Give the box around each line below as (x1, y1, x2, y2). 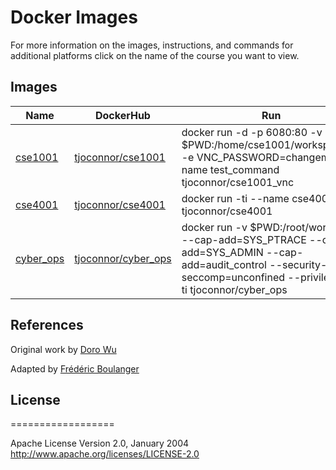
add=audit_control (181, 257, 267, 271)
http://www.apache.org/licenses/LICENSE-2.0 (10, 448, 200, 460)
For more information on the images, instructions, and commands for (10, 39, 294, 51)
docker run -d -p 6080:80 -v (181, 125, 323, 139)
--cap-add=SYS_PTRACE (181, 232, 307, 246)
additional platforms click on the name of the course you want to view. (10, 49, 300, 61)
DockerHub (94, 108, 151, 122)
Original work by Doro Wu (10, 343, 117, 355)
